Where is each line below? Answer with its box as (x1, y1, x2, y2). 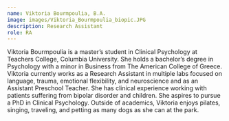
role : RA (7, 29, 32, 36)
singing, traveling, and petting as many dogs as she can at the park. (7, 106, 199, 114)
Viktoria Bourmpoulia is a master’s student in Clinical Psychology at (7, 48, 198, 56)
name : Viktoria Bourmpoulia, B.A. (7, 10, 107, 17)
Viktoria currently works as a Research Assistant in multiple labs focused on (7, 70, 222, 78)
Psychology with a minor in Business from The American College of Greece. (7, 62, 222, 70)
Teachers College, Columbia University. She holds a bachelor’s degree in (7, 55, 214, 64)
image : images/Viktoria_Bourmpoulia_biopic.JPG (7, 16, 146, 23)
